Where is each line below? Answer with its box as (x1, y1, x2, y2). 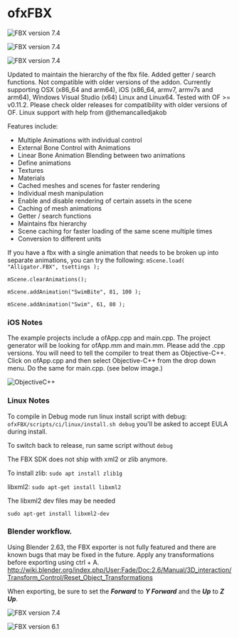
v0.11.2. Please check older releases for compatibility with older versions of (7, 100, 228, 109)
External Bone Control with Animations (17, 143, 131, 151)
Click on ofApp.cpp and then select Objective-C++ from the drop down (7, 356, 216, 365)
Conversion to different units (17, 234, 102, 243)
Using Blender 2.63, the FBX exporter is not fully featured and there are (7, 543, 217, 551)
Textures (17, 166, 44, 174)
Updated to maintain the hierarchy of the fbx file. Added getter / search (7, 70, 216, 79)
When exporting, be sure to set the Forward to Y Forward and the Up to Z (7, 587, 225, 596)
